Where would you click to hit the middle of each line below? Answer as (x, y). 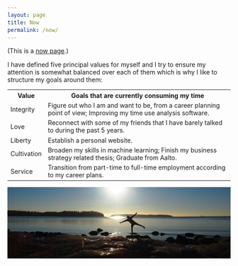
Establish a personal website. (90, 140)
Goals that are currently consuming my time (137, 95)
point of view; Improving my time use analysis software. (129, 113)
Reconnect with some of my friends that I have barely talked (135, 123)
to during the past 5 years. (86, 131)
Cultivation (26, 154)
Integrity (23, 109)
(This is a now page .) (38, 51)
